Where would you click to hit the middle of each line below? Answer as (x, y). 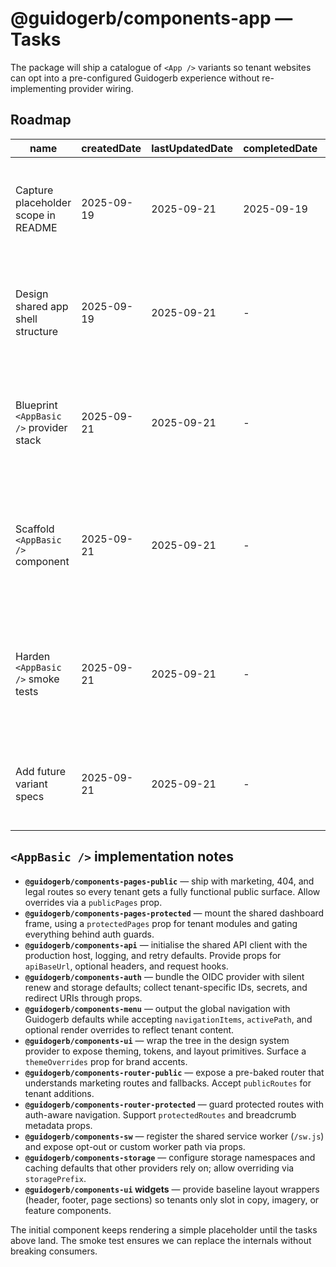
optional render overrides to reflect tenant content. (129, 1029)
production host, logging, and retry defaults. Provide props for (153, 955)
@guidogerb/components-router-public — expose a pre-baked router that (174, 1072)
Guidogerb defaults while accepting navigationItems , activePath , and (168, 1019)
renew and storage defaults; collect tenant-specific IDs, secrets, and (166, 987)
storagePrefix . (55, 1178)
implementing (38, 88)
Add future (41, 771)
